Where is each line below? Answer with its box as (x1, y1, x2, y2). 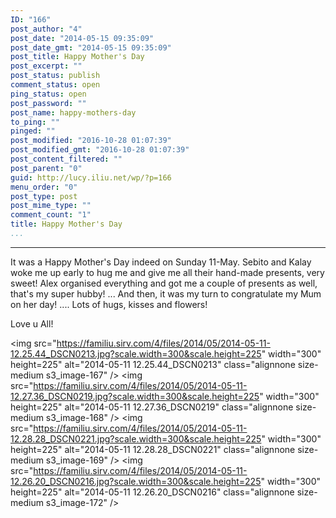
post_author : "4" (10, 24, 83, 34)
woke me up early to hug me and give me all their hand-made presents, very (10, 266, 325, 278)
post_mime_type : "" (10, 201, 92, 211)
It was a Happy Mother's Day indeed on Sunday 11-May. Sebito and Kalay (10, 256, 312, 268)
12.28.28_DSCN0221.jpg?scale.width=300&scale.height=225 (10, 432, 262, 445)
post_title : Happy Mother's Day (10, 52, 145, 62)
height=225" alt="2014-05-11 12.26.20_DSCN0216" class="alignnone (10, 486, 295, 498)
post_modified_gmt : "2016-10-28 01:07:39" (10, 145, 190, 155)
